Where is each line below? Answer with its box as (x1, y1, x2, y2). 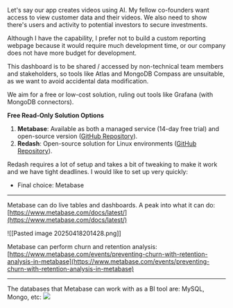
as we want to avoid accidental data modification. (7, 77, 149, 85)
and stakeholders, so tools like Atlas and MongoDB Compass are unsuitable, (7, 69, 225, 78)
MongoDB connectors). (7, 98, 74, 106)
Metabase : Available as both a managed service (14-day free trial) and (17, 125, 220, 132)
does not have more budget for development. (7, 49, 137, 57)
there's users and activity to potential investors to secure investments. (7, 21, 208, 28)
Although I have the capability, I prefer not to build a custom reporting (7, 34, 206, 42)
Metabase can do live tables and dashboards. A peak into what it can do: (7, 201, 216, 209)
